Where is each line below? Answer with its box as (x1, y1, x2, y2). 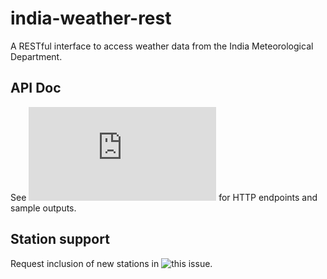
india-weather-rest (10, 7, 172, 30)
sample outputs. (10, 202, 77, 214)
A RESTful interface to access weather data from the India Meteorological (10, 40, 314, 52)
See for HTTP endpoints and (10, 191, 318, 203)
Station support (10, 231, 110, 248)
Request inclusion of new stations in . (10, 257, 213, 269)
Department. (10, 50, 63, 62)
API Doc (10, 80, 62, 97)
